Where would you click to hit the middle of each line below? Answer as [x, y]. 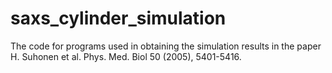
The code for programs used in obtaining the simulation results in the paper [166, 46]
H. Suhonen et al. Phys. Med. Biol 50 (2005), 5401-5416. [126, 56]
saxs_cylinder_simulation [118, 18]
